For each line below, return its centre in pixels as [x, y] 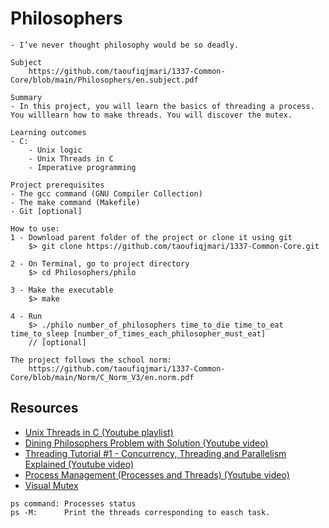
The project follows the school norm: [91, 360]
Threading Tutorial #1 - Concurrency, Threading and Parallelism [155, 453]
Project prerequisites [57, 185]
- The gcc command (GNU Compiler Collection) [106, 193]
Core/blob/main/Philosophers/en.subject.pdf [104, 80]
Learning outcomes [48, 132]
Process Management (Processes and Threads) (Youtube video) [157, 474]
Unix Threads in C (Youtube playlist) [99, 432]
